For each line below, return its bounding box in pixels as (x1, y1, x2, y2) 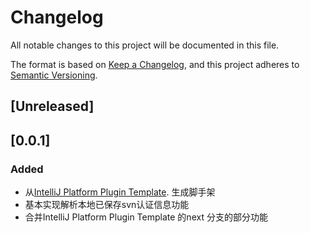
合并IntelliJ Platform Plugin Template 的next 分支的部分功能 (24, 211, 268, 223)
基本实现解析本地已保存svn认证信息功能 (24, 199, 190, 211)
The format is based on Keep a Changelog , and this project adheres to (10, 58, 300, 70)
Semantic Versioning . (10, 69, 98, 81)
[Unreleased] (10, 98, 95, 115)
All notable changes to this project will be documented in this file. (10, 39, 280, 51)
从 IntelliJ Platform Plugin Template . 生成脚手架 (24, 186, 216, 198)
